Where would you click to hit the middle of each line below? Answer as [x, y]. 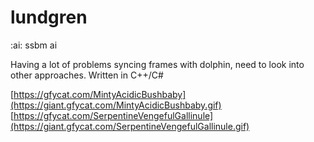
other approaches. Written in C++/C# [87, 75]
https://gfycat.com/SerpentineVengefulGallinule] [113, 115]
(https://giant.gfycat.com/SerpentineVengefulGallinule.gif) [130, 126]
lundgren [49, 17]
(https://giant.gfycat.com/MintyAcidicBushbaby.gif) [116, 105]
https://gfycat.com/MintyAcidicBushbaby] [100, 94]
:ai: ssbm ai [34, 45]
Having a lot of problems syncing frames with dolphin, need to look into [157, 64]
